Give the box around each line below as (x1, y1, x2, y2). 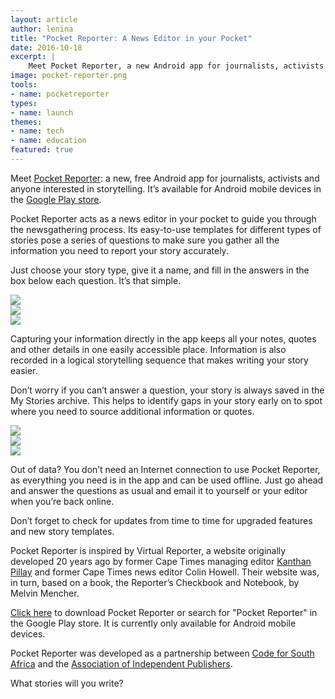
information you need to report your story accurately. (10, 244, 229, 256)
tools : (10, 80, 38, 90)
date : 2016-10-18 (10, 42, 83, 53)
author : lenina (10, 24, 74, 34)
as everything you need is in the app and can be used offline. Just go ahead (10, 474, 324, 486)
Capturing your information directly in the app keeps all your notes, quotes (10, 332, 317, 345)
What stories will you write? (10, 677, 124, 689)
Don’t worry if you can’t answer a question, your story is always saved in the (10, 384, 325, 396)
